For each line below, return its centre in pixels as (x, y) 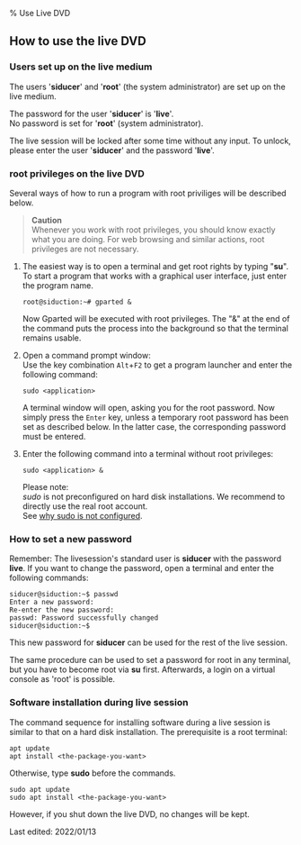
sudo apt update (40, 789)
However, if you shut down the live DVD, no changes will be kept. (129, 813)
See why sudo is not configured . (82, 515)
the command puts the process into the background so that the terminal (155, 328)
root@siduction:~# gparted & (77, 302)
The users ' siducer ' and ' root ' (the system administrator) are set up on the (147, 86)
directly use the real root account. (85, 506)
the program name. (58, 285)
